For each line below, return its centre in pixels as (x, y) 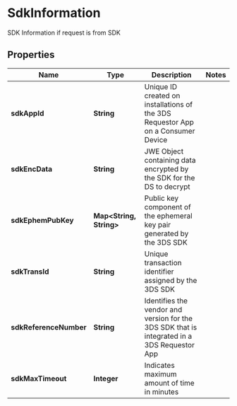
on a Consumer (170, 131)
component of (168, 207)
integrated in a (168, 336)
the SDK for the (170, 178)
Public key (161, 198)
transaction (163, 262)
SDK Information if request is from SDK (64, 33)
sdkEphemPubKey (42, 220)
